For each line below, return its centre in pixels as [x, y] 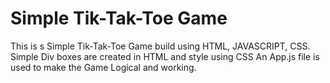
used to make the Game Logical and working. [103, 67]
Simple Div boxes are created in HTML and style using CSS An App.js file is [165, 56]
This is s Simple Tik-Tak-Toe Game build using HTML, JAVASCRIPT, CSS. [160, 46]
